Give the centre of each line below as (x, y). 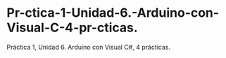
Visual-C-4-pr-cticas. (72, 28)
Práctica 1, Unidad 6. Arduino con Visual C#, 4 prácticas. (89, 47)
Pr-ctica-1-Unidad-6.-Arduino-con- (113, 13)
